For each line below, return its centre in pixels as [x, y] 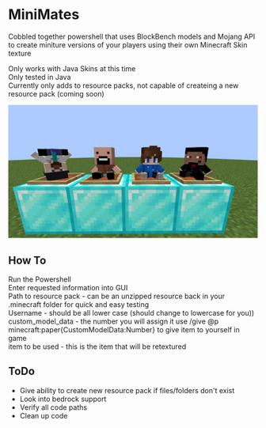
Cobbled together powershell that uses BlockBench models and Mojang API [132, 36]
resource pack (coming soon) [56, 93]
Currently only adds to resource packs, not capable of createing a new [123, 85]
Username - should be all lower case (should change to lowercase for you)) [131, 312]
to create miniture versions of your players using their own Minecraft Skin [128, 44]
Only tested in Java [40, 77]
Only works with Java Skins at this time [72, 68]
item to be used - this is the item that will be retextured [97, 347]
